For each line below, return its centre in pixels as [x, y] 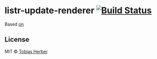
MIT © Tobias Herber [26, 51]
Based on [14, 24]
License [17, 40]
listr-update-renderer [49, 11]
